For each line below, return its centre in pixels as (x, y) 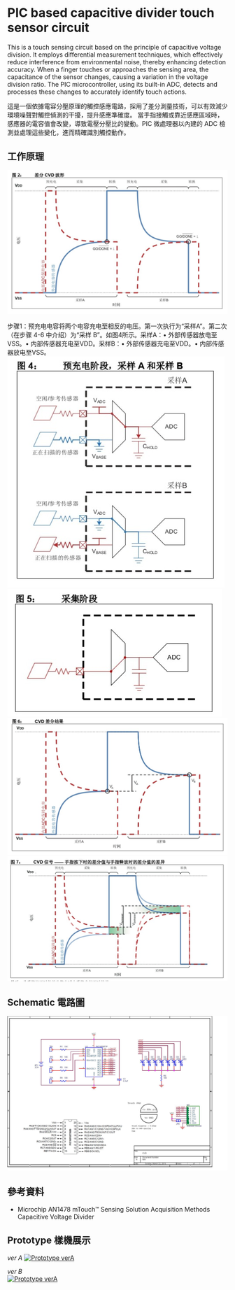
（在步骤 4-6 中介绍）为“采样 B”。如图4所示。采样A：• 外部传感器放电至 (112, 335)
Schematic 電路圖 (46, 1003)
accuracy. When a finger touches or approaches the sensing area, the (108, 69)
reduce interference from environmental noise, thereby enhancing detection (116, 62)
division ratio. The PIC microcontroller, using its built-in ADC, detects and (113, 84)
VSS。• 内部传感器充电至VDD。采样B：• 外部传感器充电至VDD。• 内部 (109, 343)
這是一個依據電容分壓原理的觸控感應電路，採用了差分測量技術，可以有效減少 (117, 106)
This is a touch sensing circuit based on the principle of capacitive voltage (114, 47)
